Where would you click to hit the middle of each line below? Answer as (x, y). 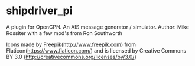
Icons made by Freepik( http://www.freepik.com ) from (71, 44)
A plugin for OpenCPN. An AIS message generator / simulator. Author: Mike (97, 27)
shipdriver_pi (39, 11)
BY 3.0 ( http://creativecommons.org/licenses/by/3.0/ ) (71, 57)
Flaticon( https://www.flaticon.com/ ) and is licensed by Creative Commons (96, 50)
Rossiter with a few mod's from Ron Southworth (64, 33)
